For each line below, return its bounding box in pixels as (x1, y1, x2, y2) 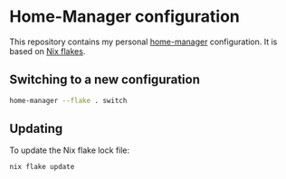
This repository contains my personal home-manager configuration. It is (9, 36, 278, 47)
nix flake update (9, 163, 75, 172)
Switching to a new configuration (9, 72, 201, 88)
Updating (9, 121, 63, 137)
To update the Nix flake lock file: (9, 145, 130, 155)
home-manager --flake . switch (9, 96, 128, 105)
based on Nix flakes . (9, 45, 86, 56)
